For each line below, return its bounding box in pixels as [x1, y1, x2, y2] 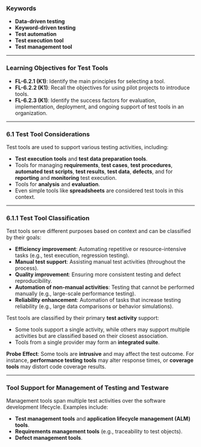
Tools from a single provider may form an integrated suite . [14, 339, 160, 346]
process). [14, 265, 39, 272]
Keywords [6, 4, 36, 13]
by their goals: [6, 234, 42, 241]
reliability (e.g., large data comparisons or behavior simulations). [14, 303, 173, 310]
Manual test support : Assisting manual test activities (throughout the [14, 258, 185, 265]
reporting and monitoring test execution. [14, 174, 117, 181]
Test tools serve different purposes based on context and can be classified [6, 228, 191, 235]
